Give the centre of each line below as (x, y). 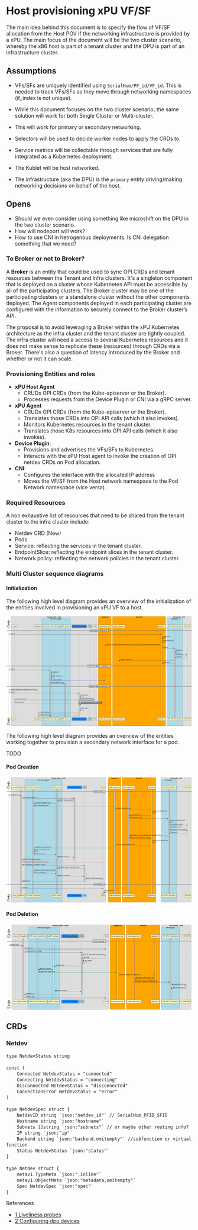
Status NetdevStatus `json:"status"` (63, 1151)
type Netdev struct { (33, 1169)
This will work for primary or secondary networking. (78, 127)
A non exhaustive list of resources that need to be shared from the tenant (95, 515)
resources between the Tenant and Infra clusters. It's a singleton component (99, 278)
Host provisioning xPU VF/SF (79, 11)
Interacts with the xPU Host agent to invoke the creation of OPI (100, 456)
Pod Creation (23, 767)
